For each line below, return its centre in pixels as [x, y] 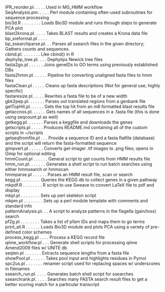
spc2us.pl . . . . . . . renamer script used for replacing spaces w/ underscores [82, 263]
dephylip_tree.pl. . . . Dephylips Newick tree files [54, 59]
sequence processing [27, 17]
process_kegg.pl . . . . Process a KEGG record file [55, 237]
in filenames [17, 269]
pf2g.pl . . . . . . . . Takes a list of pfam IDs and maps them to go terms [75, 222]
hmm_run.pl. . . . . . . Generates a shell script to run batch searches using [79, 164]
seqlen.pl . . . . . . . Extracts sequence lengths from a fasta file [67, 253]
